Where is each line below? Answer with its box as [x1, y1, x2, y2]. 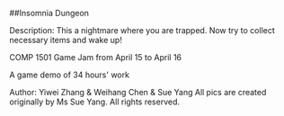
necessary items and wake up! [9, 35, 123, 45]
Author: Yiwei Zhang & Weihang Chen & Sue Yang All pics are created [9, 87, 267, 97]
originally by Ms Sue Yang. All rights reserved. [9, 96, 181, 107]
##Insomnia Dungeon [9, 8, 90, 18]
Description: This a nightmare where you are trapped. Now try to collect [9, 25, 276, 35]
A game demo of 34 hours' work [9, 69, 130, 80]
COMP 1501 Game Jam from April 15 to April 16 [9, 52, 182, 62]
